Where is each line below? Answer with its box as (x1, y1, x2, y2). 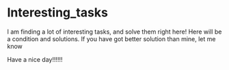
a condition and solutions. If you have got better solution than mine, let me (7, 34, 216, 43)
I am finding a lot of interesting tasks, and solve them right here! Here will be (7, 27, 222, 36)
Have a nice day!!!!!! (7, 55, 63, 63)
